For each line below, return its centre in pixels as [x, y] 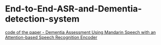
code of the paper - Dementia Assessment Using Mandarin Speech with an [80, 32]
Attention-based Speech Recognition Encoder [51, 37]
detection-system [42, 19]
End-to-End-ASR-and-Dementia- [74, 9]
